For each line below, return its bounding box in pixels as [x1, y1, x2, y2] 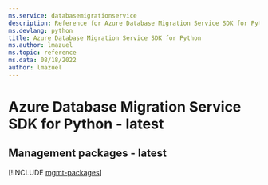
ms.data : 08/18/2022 [8, 57, 77, 65]
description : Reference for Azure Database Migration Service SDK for [8, 19, 248, 27]
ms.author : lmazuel [8, 41, 73, 49]
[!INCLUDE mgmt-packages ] [8, 167, 102, 177]
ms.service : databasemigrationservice [8, 11, 137, 20]
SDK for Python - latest [8, 115, 164, 132]
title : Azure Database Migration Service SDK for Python [8, 33, 202, 42]
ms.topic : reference [8, 49, 77, 57]
